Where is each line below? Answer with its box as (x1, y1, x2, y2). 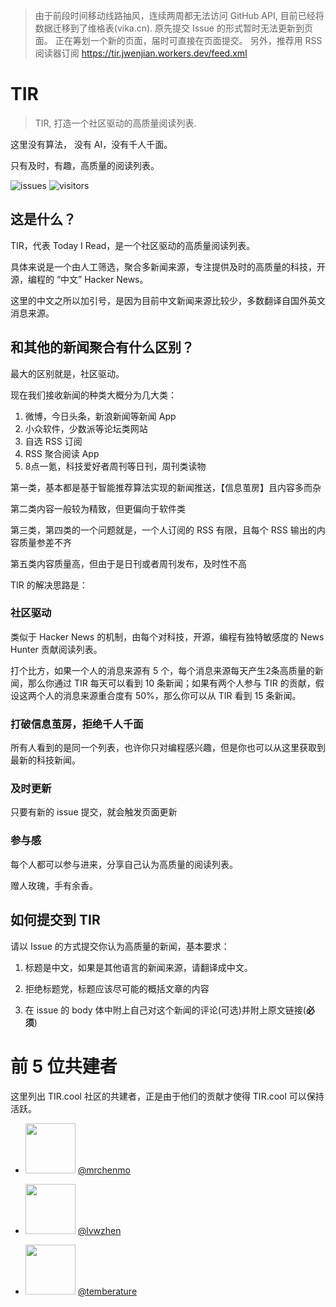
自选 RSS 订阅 (24, 435, 83, 447)
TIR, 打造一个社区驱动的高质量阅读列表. (34, 117, 197, 129)
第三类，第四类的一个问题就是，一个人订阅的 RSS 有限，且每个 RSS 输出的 (10, 524, 317, 536)
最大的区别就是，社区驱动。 (10, 367, 125, 379)
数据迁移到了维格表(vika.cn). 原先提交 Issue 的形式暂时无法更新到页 (34, 22, 313, 34)
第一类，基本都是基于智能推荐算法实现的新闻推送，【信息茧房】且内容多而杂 (10, 481, 322, 493)
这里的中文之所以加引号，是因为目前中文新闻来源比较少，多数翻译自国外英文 (10, 294, 326, 306)
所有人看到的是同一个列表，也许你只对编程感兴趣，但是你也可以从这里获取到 (10, 742, 326, 754)
